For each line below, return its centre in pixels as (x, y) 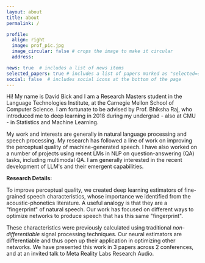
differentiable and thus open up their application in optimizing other (91, 240)
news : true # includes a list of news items (65, 68)
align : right (28, 40)
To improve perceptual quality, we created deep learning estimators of (95, 190)
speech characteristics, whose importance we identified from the (109, 197)
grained (16, 197)
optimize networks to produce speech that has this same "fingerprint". (95, 216)
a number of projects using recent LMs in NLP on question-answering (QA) (100, 153)
